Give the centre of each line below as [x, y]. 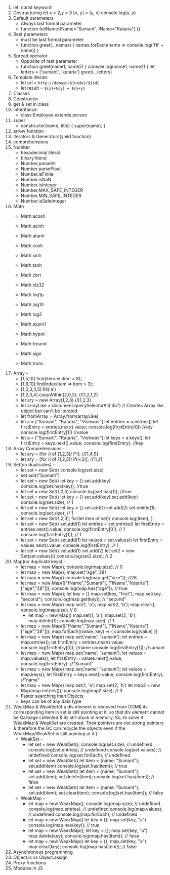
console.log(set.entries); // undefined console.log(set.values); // [95, 750]
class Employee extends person [54, 115]
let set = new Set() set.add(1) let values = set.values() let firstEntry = [92, 540]
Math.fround [34, 344]
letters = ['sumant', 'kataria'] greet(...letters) [66, 72]
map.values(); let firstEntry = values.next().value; [72, 658]
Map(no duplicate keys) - [39, 561]
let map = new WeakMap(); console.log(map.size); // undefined [94, 804]
